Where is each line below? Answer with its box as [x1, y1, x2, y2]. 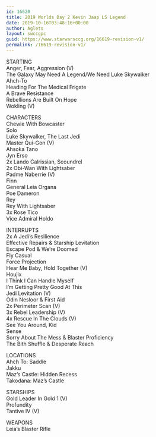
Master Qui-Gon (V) [6, 139, 55, 146]
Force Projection [6, 258, 46, 265]
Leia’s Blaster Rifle [6, 425, 51, 432]
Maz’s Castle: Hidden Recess [6, 370, 77, 378]
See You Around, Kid [6, 321, 58, 328]
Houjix [6, 271, 22, 278]
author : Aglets [6, 25, 44, 32]
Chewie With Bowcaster [6, 120, 65, 127]
